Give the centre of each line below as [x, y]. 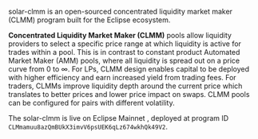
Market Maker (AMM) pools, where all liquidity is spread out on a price [124, 60]
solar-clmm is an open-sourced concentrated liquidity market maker [121, 12]
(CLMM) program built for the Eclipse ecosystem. [89, 20]
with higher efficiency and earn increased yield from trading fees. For [123, 77]
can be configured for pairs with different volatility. [91, 103]
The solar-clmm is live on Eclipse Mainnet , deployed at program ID [119, 118]
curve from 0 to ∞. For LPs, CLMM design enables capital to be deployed [129, 69]
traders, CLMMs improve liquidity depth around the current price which [125, 86]
